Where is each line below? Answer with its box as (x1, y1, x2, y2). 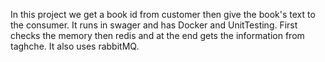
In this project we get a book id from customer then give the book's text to (10, 9, 316, 20)
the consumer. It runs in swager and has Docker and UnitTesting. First (10, 19, 298, 31)
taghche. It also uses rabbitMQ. (10, 40, 140, 52)
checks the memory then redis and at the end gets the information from (10, 30, 305, 41)
